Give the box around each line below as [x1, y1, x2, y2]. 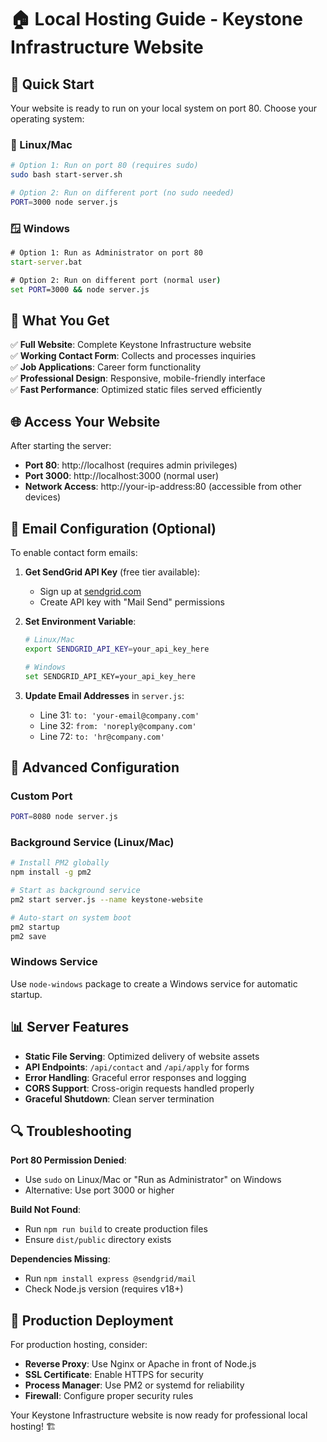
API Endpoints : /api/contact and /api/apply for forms [24, 1061, 250, 1073]
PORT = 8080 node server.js [10, 812, 118, 822]
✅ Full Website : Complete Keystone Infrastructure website [10, 339, 252, 351]
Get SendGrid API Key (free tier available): [24, 566, 201, 578]
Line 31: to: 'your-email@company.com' [39, 709, 200, 721]
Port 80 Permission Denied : [10, 1154, 127, 1166]
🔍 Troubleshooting [10, 1123, 132, 1140]
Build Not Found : [10, 1204, 82, 1216]
